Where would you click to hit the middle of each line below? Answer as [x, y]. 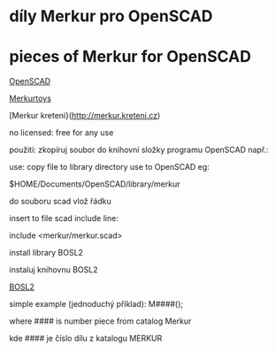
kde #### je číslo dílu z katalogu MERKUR [86, 339]
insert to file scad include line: [64, 218]
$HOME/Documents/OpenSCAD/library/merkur [95, 184]
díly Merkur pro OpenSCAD [111, 16]
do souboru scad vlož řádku [61, 202]
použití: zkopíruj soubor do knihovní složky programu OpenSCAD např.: [139, 150]
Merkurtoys [30, 98]
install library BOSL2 [46, 253]
